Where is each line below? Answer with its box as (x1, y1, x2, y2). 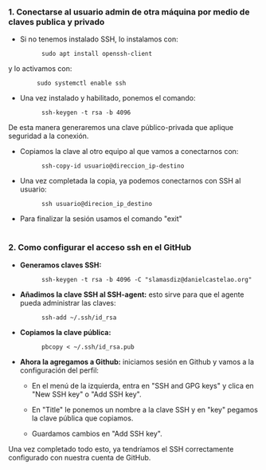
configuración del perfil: (19, 365, 100, 375)
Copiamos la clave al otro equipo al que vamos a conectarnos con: (19, 147, 239, 156)
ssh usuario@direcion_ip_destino (41, 200, 153, 208)
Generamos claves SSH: (19, 260, 102, 270)
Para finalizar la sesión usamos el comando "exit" (19, 214, 183, 223)
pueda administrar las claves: (19, 298, 117, 307)
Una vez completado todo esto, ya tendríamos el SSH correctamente (8, 444, 234, 453)
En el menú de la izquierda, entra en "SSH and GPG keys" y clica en (31, 381, 254, 390)
